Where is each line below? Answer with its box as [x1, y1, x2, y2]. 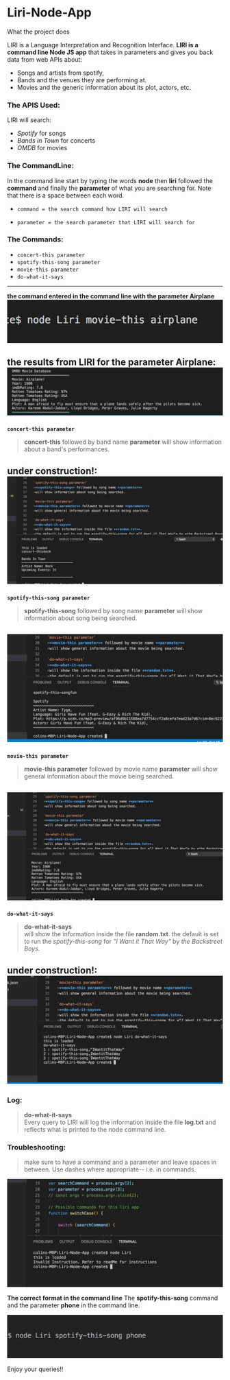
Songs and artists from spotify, [16, 69, 105, 77]
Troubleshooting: [7, 1142, 66, 1152]
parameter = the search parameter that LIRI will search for [16, 219, 196, 226]
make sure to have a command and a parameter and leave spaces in [23, 1158, 217, 1167]
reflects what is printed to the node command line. [23, 1126, 166, 1134]
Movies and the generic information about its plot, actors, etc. [16, 83, 192, 91]
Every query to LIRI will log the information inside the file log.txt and [23, 1118, 216, 1126]
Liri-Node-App [7, 5, 92, 21]
